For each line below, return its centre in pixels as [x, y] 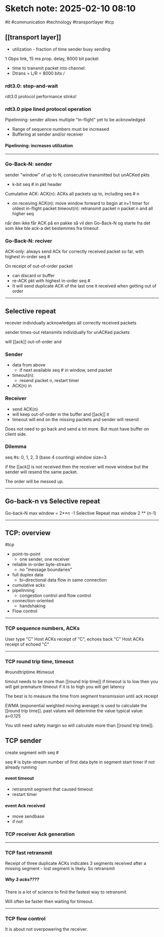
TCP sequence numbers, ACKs [42, 629]
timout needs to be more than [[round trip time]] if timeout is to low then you [82, 682]
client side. [16, 434]
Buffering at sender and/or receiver [48, 134]
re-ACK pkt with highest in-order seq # [51, 281]
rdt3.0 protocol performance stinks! [41, 97]
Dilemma [16, 447]
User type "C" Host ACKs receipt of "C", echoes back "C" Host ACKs [74, 639]
